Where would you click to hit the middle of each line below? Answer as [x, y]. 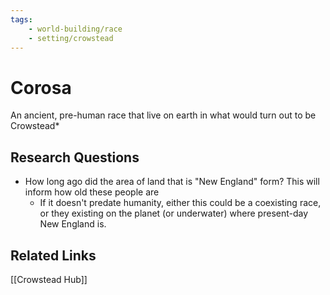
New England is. [73, 224]
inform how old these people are [92, 192]
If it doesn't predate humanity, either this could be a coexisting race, [180, 203]
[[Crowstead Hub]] [49, 279]
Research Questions [75, 157]
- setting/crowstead [71, 38]
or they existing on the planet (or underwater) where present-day [174, 213]
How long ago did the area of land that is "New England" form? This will [172, 182]
